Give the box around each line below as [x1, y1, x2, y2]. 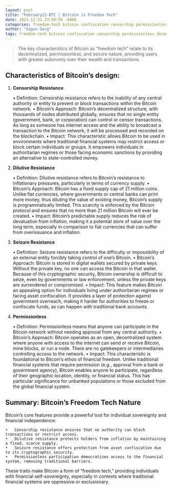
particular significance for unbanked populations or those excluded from [12, 378, 166, 384]
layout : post [5, 7, 33, 13]
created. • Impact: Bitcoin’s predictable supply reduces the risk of [12, 212, 152, 219]
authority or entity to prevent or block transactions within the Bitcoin [12, 100, 157, 106]
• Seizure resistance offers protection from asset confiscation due [5, 445, 161, 450]
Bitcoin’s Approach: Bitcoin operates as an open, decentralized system [12, 334, 162, 340]
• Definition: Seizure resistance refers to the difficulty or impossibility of [12, 249, 165, 255]
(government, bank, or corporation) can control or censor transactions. [12, 116, 163, 123]
